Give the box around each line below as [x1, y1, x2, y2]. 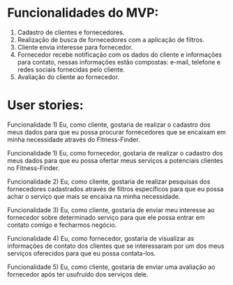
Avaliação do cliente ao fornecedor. [17, 72, 120, 81]
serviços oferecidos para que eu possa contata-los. [7, 249, 156, 257]
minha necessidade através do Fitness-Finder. [7, 135, 141, 144]
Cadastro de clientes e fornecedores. [17, 28, 125, 36]
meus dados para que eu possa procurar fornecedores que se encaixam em [7, 127, 227, 136]
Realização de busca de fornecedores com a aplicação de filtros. [17, 35, 204, 43]
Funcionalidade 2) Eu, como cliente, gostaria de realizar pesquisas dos [7, 177, 211, 186]
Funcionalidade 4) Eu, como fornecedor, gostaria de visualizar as [7, 234, 195, 242]
